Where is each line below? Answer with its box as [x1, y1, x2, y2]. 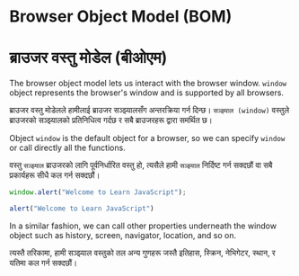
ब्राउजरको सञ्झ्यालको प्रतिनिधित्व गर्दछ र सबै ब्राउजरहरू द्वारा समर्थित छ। [9, 115, 213, 126]
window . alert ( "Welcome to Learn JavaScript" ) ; [9, 188, 187, 197]
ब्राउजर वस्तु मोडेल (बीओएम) [9, 48, 168, 68]
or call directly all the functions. [9, 142, 126, 154]
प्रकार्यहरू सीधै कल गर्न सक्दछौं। [9, 170, 101, 181]
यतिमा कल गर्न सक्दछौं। [9, 257, 78, 268]
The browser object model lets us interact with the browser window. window [9, 78, 287, 89]
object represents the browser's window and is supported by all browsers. [9, 87, 285, 98]
